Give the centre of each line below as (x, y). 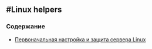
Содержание (26, 27)
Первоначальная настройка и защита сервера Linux (80, 39)
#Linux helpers (34, 10)
